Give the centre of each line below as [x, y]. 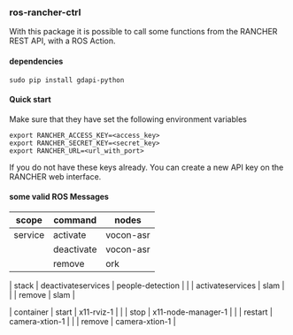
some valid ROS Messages [59, 197]
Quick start [30, 100]
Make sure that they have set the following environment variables [128, 119]
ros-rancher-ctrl [45, 12]
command [75, 220]
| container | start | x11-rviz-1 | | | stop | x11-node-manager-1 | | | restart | [141, 312]
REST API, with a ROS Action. [63, 41]
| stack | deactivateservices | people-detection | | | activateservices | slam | [147, 286]
